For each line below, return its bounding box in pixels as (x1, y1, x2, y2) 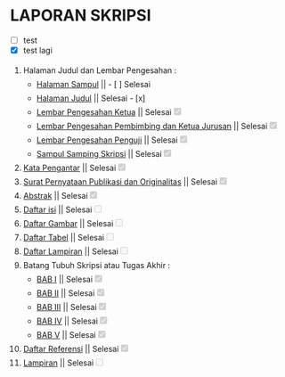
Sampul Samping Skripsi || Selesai (36, 149, 163, 160)
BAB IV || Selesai (36, 316, 99, 326)
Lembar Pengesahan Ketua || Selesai (36, 107, 172, 118)
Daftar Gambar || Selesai (22, 218, 114, 229)
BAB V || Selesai (36, 330, 96, 340)
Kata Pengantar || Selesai (22, 162, 117, 174)
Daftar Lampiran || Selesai (22, 246, 119, 257)
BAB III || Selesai (36, 302, 97, 313)
